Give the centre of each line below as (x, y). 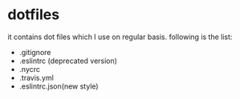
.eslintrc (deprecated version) (68, 61)
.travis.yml (36, 77)
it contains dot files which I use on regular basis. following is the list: (120, 37)
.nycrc (30, 69)
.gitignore (35, 52)
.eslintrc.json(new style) (59, 86)
